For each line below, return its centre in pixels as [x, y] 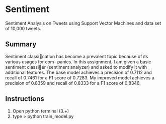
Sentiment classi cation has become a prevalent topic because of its [77, 56]
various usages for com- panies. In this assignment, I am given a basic [78, 62]
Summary [21, 44]
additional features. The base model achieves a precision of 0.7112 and [78, 72]
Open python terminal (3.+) [41, 111]
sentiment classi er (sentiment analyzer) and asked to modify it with [76, 67]
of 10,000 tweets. [23, 28]
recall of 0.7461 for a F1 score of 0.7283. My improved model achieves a [80, 78]
